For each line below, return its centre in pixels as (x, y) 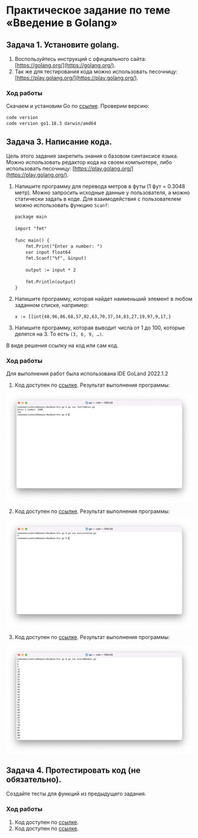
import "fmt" (31, 229)
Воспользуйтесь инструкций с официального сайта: (80, 59)
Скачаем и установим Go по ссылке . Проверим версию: (78, 106)
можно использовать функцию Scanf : (62, 206)
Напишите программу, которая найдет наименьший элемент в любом (103, 299)
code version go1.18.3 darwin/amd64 (51, 124)
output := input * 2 (51, 270)
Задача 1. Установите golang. (63, 45)
